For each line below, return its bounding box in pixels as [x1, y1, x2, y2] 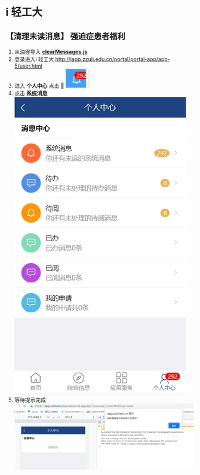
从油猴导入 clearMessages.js [14, 48, 88, 55]
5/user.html [14, 62, 42, 69]
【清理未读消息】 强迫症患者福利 [5, 31, 125, 41]
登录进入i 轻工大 [14, 56, 54, 63]
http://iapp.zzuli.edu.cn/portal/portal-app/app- [55, 56, 171, 63]
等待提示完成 [14, 396, 46, 403]
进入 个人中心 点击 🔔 [14, 82, 64, 89]
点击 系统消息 [14, 90, 48, 96]
